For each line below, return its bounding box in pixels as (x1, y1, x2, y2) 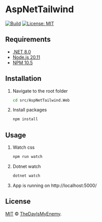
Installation (5, 74, 42, 83)
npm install (12, 117, 38, 122)
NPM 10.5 (12, 60, 33, 66)
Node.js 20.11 (12, 54, 41, 60)
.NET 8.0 (12, 48, 31, 54)
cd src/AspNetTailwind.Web (12, 98, 70, 103)
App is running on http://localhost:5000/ (12, 182, 97, 188)
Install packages (12, 107, 47, 113)
